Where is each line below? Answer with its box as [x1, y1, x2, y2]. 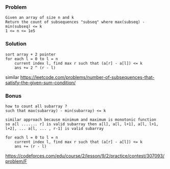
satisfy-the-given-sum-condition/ [5, 79, 76, 86]
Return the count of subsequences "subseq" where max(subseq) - [5, 19, 145, 25]
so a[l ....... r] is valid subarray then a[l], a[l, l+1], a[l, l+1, [5, 121, 159, 127]
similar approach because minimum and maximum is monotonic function [5, 117, 157, 122]
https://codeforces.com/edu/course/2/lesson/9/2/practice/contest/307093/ [5, 153, 165, 159]
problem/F [5, 158, 27, 164]
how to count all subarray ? [5, 103, 67, 109]
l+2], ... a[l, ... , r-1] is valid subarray [5, 126, 104, 131]
